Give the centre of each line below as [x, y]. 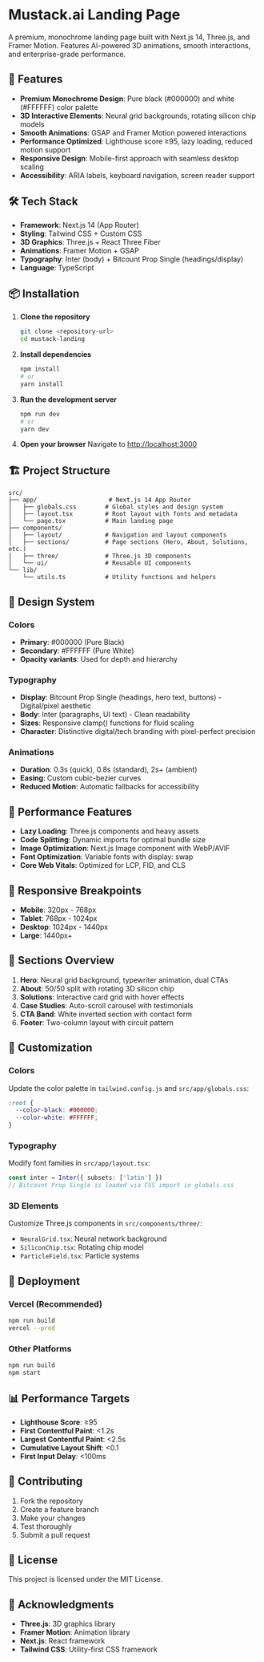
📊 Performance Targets [69, 1399]
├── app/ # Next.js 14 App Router [100, 500]
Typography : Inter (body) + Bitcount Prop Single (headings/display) [132, 259]
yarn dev [34, 429]
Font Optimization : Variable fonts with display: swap [106, 857]
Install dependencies [56, 355]
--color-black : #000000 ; [57, 1110]
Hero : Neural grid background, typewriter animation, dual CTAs [124, 979]
